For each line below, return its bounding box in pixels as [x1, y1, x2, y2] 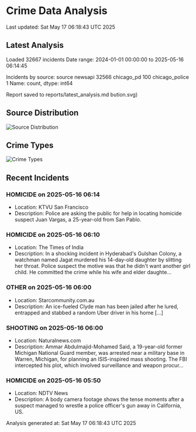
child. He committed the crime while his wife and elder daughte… [14, 269, 171, 276]
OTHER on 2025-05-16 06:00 [6, 284, 92, 292]
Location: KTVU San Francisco [14, 203, 89, 211]
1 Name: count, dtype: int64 [6, 80, 73, 87]
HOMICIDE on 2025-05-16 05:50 [6, 376, 101, 384]
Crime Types [6, 140, 54, 150]
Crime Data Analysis [6, 4, 108, 18]
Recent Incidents [6, 172, 69, 182]
